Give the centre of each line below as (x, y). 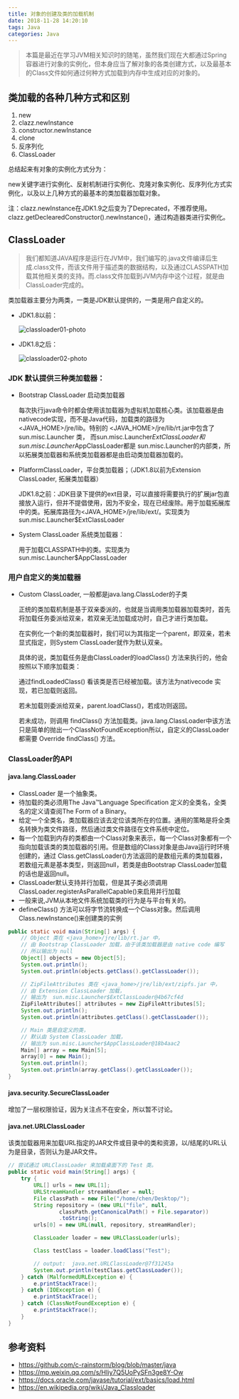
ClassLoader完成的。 (57, 285)
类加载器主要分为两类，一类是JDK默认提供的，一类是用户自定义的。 (108, 299)
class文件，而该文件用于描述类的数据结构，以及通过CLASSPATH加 (131, 267)
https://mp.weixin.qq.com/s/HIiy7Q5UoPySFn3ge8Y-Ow (101, 1373)
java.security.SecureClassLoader (59, 1092)
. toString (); (78, 1219)
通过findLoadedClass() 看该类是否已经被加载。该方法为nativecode (116, 682)
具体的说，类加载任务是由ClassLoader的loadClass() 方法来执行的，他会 (123, 657)
